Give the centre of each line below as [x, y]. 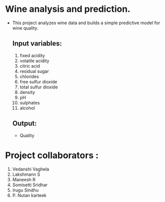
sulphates [30, 103]
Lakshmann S [26, 174]
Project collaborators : [52, 155]
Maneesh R [24, 179]
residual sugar [34, 71]
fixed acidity [32, 55]
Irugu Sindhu [25, 190]
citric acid [30, 66]
